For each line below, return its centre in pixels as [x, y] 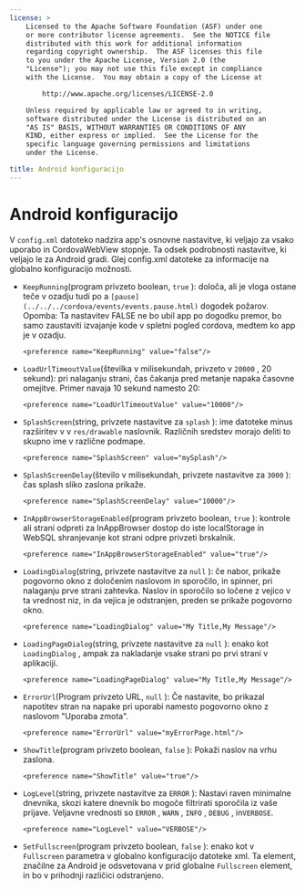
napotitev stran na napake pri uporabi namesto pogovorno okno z [146, 706]
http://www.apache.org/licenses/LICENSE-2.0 [128, 94]
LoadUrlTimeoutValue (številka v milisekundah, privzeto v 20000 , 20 [147, 368]
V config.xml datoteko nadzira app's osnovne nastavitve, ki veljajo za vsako [152, 239]
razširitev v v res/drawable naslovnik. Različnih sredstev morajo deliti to [157, 431]
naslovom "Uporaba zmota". [76, 716]
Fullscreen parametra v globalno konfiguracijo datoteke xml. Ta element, [159, 855]
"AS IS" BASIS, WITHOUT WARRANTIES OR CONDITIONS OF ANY [136, 127]
